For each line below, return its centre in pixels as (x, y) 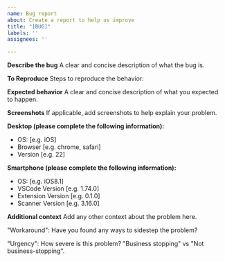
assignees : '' (28, 40)
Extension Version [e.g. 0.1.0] (58, 196)
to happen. (22, 99)
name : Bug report (32, 14)
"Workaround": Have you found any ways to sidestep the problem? (102, 230)
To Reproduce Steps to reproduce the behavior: (75, 79)
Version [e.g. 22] (41, 155)
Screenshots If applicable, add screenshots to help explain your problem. (112, 113)
